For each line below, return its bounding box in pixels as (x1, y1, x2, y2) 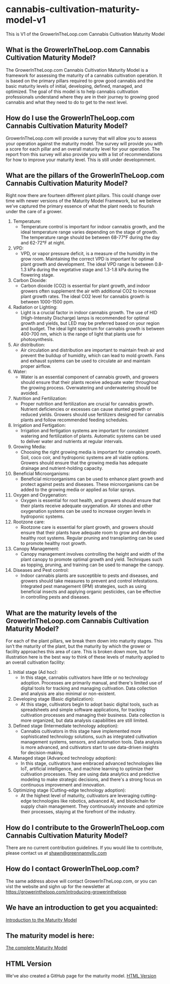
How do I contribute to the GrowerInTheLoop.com (6, 823, 165, 832)
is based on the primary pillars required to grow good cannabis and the (6, 77, 153, 84)
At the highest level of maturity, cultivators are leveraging (20, 793, 140, 799)
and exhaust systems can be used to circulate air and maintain (20, 358, 151, 364)
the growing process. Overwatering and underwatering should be (20, 385, 157, 391)
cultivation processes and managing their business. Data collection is (20, 712, 165, 718)
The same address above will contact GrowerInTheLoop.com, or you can (6, 878, 157, 884)
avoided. (20, 390, 39, 396)
